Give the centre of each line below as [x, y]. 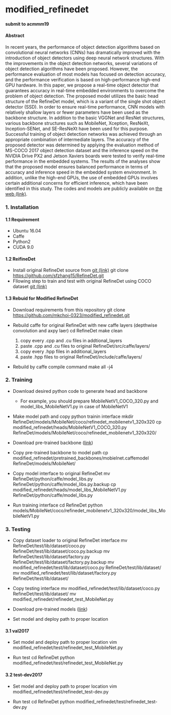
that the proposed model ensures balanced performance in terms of [77, 166]
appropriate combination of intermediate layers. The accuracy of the [77, 139]
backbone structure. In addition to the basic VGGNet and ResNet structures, [85, 118]
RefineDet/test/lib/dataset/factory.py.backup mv [63, 562]
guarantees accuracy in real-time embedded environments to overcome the [85, 90]
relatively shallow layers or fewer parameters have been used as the [77, 112]
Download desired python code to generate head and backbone [80, 391]
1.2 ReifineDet [20, 259]
